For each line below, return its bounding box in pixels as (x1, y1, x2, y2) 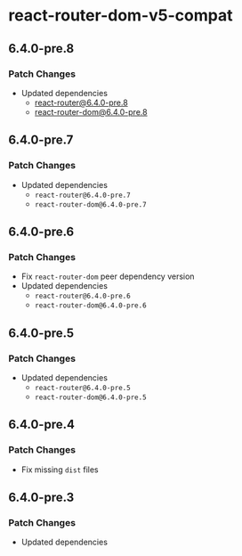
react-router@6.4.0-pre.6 (34, 291, 131, 301)
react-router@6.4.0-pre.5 (34, 383, 131, 392)
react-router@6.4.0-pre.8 (34, 97, 128, 108)
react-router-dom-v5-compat (8, 5, 233, 26)
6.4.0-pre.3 (8, 490, 75, 505)
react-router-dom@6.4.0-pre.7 (34, 200, 148, 209)
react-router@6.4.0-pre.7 (34, 191, 131, 200)
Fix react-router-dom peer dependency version (20, 271, 195, 282)
